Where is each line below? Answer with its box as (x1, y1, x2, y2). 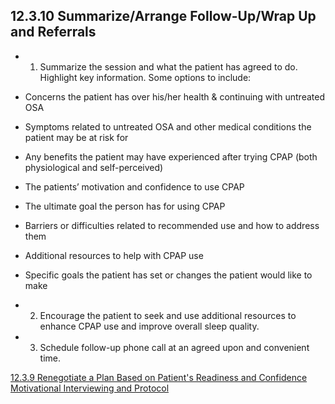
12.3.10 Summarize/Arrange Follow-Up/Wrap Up (10, 8, 317, 25)
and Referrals (10, 24, 97, 41)
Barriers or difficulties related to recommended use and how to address (24, 219, 320, 231)
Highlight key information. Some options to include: (39, 71, 252, 83)
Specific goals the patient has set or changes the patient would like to (24, 269, 313, 281)
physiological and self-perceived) (24, 161, 164, 173)
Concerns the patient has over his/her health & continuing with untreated (24, 90, 325, 103)
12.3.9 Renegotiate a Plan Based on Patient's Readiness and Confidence (10, 371, 308, 383)
